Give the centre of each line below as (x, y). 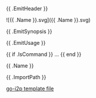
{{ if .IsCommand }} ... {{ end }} (44, 54)
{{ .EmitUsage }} (26, 43)
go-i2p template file (30, 89)
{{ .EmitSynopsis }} (29, 31)
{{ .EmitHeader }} (27, 9)
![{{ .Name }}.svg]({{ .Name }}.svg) (48, 20)
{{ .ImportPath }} (26, 77)
